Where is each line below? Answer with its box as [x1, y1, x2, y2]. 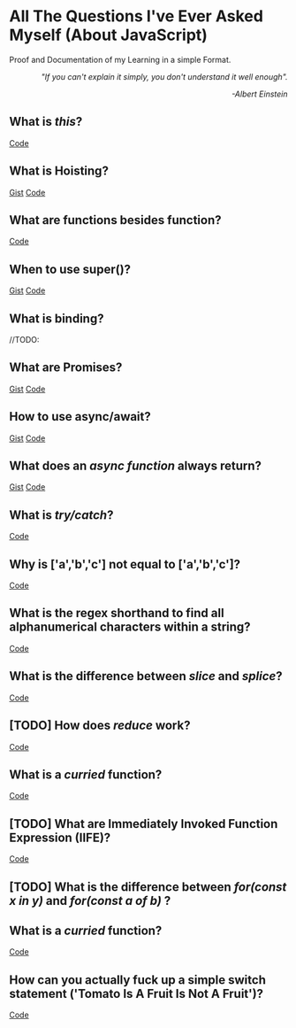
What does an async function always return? [9, 459, 262, 474]
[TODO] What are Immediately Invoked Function [9, 816, 278, 831]
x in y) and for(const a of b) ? [9, 893, 171, 908]
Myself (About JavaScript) [9, 25, 208, 45]
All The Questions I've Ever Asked [9, 6, 263, 27]
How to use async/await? [9, 409, 152, 424]
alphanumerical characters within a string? [9, 620, 251, 635]
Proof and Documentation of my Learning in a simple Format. [9, 54, 231, 65]
